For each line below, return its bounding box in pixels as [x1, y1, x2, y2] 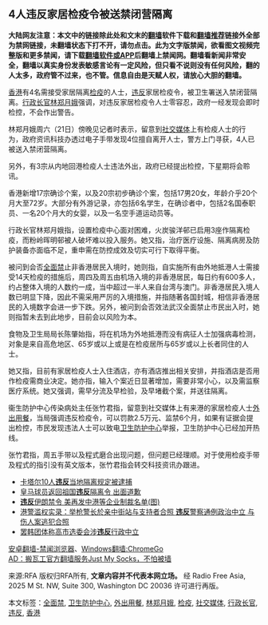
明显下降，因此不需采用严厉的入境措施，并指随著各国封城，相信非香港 [22, 292, 253, 301]
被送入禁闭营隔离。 [8, 144, 72, 153]
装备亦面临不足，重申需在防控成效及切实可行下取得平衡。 [14, 245, 204, 254]
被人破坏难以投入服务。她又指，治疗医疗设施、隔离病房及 [63, 235, 253, 245]
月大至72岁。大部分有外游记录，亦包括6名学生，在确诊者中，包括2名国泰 [8, 198, 249, 208]
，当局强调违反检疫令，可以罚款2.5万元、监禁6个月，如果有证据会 [29, 412, 247, 422]
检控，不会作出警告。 [8, 107, 78, 117]
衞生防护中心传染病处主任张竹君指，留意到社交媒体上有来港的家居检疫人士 [8, 403, 253, 412]
